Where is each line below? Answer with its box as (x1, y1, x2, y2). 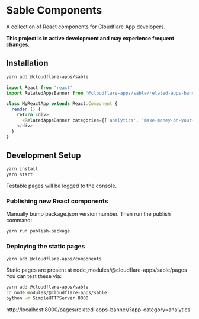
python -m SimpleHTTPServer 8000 (6, 295, 89, 301)
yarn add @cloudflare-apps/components (6, 256, 102, 261)
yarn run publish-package (6, 228, 70, 234)
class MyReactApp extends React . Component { (6, 101, 118, 107)
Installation (6, 58, 49, 68)
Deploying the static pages (6, 243, 85, 251)
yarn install (6, 166, 38, 172)
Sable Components (6, 4, 102, 17)
